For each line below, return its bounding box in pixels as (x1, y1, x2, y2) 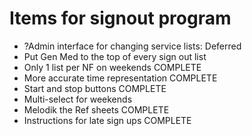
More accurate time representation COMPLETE (23, 72, 218, 84)
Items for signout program (9, 7, 232, 30)
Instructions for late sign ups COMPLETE (23, 114, 192, 126)
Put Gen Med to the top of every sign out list (23, 50, 207, 62)
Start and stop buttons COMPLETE (23, 82, 167, 94)
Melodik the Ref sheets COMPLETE (23, 103, 170, 116)
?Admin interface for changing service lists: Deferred (23, 40, 242, 52)
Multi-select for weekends (23, 93, 133, 105)
